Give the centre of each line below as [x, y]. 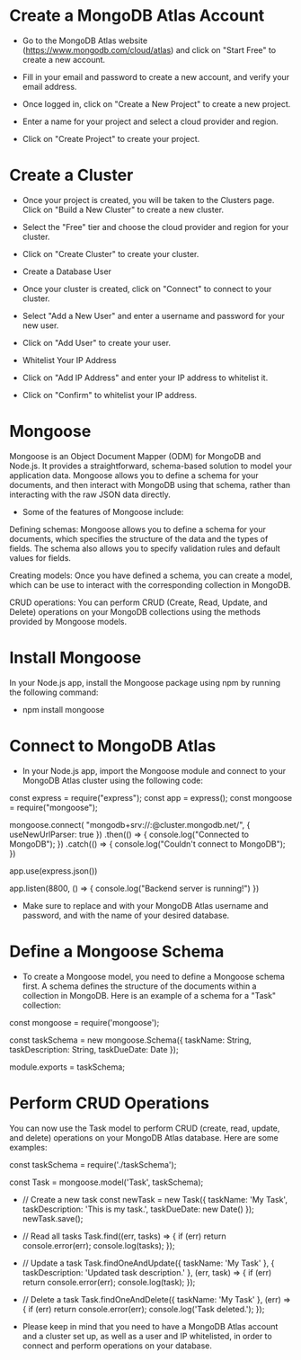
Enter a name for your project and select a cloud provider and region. [150, 121]
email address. [49, 86]
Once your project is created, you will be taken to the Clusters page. [148, 200]
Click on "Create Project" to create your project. [111, 138]
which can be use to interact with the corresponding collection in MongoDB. [150, 584]
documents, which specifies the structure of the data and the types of [139, 538]
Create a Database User [67, 271]
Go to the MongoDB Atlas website [85, 40]
